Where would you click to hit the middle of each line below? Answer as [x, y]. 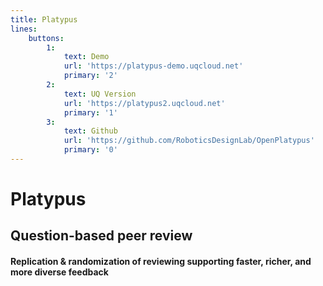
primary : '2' [90, 76]
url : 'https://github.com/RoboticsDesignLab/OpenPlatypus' [189, 141]
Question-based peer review [101, 236]
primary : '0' [90, 150]
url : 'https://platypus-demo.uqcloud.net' [153, 66]
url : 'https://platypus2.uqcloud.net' [144, 103]
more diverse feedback [59, 272]
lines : [24, 29]
